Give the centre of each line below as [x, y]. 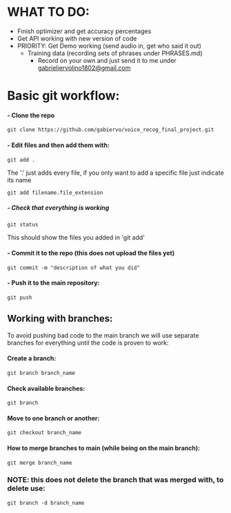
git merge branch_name [40, 463]
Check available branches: [46, 388]
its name [19, 180]
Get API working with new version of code [77, 38]
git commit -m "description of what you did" [73, 268]
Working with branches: [60, 319]
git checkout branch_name [44, 433]
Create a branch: [32, 358]
